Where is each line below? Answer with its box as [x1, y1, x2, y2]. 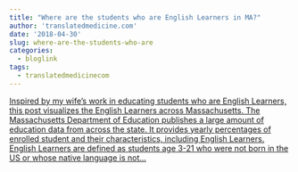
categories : [9, 46, 54, 55]
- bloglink [17, 54, 58, 63]
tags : [9, 63, 29, 72]
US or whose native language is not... [9, 152, 147, 163]
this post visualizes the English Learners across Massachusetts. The [9, 104, 261, 116]
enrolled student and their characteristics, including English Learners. [9, 133, 265, 143]
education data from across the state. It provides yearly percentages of [9, 124, 272, 135]
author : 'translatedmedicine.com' [9, 21, 138, 30]
